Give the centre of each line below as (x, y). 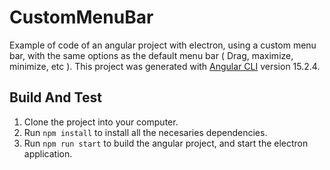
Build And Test (55, 97)
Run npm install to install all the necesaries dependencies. (145, 132)
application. (48, 153)
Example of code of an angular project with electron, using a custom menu (163, 45)
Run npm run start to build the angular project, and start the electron (166, 143)
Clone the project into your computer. (101, 122)
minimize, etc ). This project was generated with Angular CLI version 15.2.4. (165, 66)
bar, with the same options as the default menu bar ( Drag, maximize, (151, 55)
